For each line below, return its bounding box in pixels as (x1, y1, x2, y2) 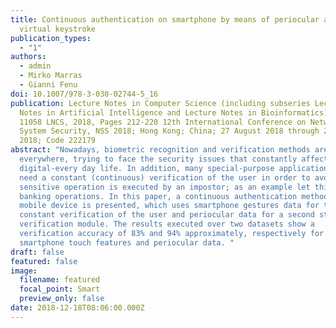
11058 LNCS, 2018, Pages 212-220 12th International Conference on (19, 117, 307, 127)
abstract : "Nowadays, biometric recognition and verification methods (10, 145, 311, 155)
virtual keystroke (19, 24, 97, 34)
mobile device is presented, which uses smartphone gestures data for (19, 201, 320, 211)
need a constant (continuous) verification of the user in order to (19, 172, 311, 183)
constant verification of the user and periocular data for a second (19, 210, 315, 220)
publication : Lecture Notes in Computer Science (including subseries (10, 98, 311, 108)
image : (10, 266, 38, 276)
